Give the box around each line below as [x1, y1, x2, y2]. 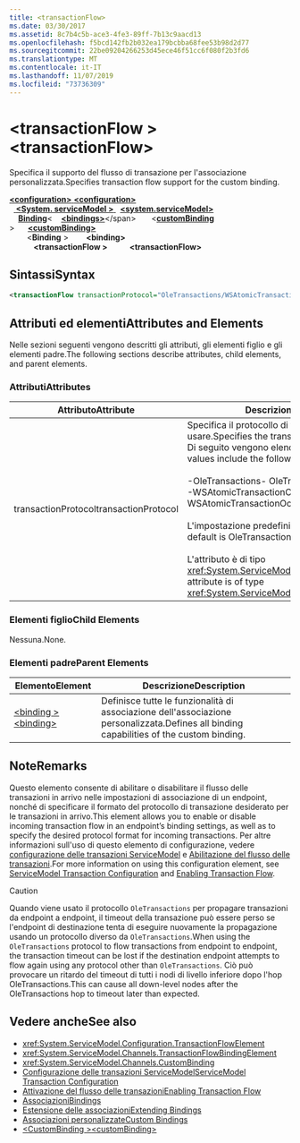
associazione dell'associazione [101, 705, 232, 718]
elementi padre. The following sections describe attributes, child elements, [9, 349, 281, 360]
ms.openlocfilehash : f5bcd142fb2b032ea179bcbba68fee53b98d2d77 [9, 38, 250, 47]
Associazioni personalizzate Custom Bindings [21, 1113, 188, 1124]
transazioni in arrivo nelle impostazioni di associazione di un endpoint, [9, 791, 268, 802]
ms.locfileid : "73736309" [9, 80, 105, 89]
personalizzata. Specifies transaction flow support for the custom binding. [9, 176, 279, 187]
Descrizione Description [142, 679, 246, 692]
